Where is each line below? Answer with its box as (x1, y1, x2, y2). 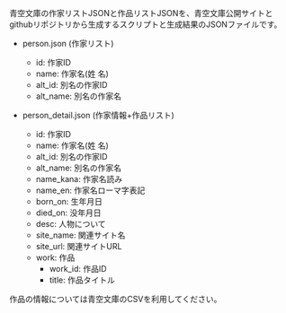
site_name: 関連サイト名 (35, 230, 126, 240)
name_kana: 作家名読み (35, 174, 123, 184)
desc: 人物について (35, 219, 106, 229)
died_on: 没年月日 (35, 207, 102, 218)
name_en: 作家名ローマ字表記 (35, 185, 146, 196)
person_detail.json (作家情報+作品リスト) (22, 110, 175, 120)
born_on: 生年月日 (35, 196, 103, 206)
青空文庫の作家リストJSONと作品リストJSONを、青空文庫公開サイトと (9, 8, 273, 18)
